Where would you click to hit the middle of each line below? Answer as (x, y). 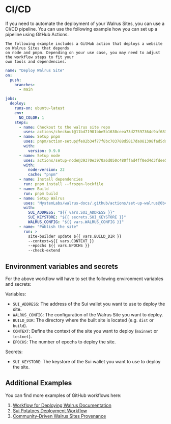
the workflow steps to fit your (39, 57)
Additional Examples (39, 383)
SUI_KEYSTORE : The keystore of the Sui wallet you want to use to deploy (87, 361)
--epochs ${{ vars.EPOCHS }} (59, 246)
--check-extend (44, 251)
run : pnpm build (41, 193)
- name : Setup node (39, 156)
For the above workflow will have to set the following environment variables (84, 279)
